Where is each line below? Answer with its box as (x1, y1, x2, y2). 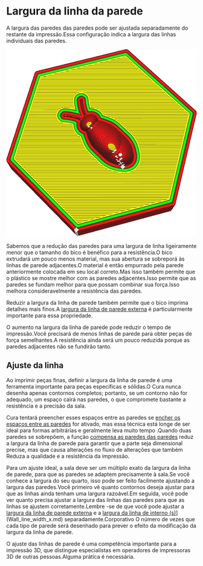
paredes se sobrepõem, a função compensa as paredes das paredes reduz (6, 433, 194, 440)
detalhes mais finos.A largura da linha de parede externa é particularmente (6, 305, 193, 313)
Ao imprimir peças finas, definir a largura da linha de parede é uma (6, 376, 173, 383)
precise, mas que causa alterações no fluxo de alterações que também (6, 446, 183, 453)
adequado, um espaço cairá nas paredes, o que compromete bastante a (6, 395, 186, 403)
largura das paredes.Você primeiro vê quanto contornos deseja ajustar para (6, 483, 195, 490)
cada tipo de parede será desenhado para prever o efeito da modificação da (6, 522, 196, 529)
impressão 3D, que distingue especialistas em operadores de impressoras (6, 546, 191, 554)
